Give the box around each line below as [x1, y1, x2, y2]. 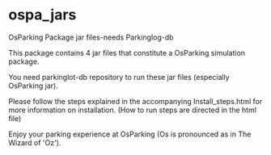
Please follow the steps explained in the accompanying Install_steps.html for [8, 96, 263, 106]
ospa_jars [8, 6, 77, 24]
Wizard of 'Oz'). [8, 137, 61, 147]
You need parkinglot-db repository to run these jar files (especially [8, 72, 230, 82]
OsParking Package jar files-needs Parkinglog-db [8, 32, 174, 42]
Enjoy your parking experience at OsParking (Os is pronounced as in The [8, 129, 252, 139]
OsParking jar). [8, 81, 58, 90]
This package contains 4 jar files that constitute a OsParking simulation [8, 48, 245, 57]
